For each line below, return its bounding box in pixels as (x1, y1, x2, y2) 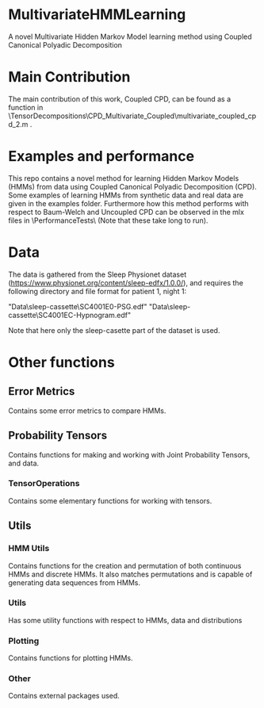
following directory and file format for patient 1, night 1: (8, 286, 187, 296)
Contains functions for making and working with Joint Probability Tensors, (8, 450, 251, 459)
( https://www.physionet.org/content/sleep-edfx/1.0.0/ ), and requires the (8, 277, 243, 287)
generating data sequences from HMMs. (8, 577, 141, 587)
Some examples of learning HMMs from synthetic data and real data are (8, 190, 244, 200)
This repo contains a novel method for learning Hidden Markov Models (8, 173, 239, 183)
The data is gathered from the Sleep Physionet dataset (8, 270, 187, 279)
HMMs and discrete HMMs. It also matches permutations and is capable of (8, 569, 253, 579)
